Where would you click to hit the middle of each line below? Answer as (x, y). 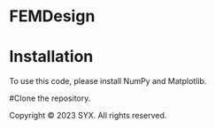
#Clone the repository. (50, 98)
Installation (51, 57)
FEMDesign (52, 16)
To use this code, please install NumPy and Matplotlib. (108, 81)
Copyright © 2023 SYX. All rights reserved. (88, 116)
